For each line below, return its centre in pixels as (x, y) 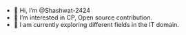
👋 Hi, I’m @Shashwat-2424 (52, 10)
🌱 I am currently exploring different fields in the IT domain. (96, 25)
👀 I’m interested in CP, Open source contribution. (83, 17)
